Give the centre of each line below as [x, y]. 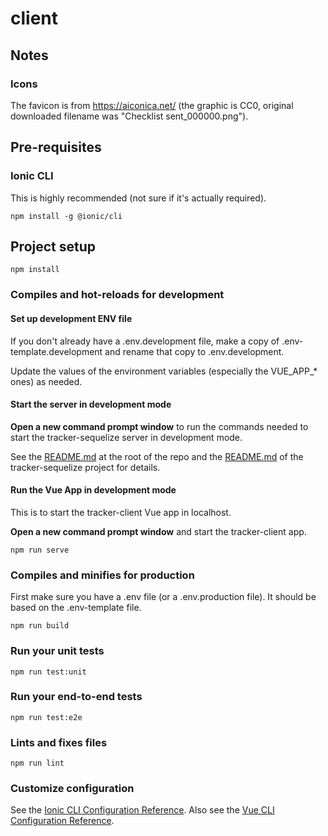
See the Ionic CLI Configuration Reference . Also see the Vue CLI [142, 810]
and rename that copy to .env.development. [194, 351]
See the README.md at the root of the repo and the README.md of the [157, 456]
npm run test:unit [48, 672]
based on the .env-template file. [76, 608]
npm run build [40, 626]
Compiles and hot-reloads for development [117, 295]
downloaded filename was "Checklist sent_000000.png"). [129, 116]
